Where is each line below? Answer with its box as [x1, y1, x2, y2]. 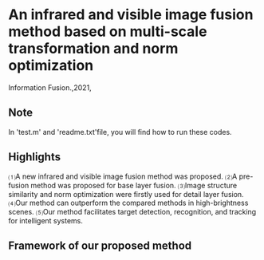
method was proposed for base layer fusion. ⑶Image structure [30, 180, 238, 190]
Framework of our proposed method [8, 238, 192, 252]
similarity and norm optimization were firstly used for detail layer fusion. [8, 189, 245, 199]
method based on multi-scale [8, 22, 207, 41]
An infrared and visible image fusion [8, 6, 254, 24]
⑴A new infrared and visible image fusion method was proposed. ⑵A [8, 171, 238, 181]
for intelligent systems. [8, 215, 84, 225]
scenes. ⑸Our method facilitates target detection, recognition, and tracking [8, 207, 257, 216]
